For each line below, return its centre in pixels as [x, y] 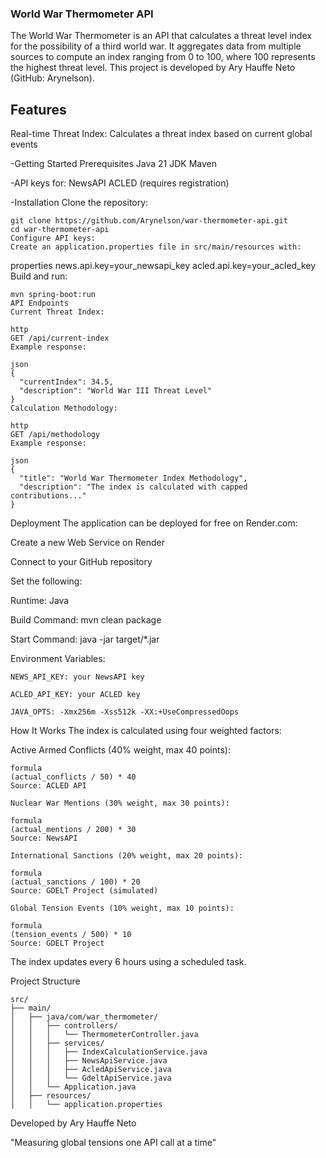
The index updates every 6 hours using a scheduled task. [128, 962]
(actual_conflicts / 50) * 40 [73, 777]
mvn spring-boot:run [53, 295]
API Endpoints [40, 303]
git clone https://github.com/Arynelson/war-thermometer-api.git [149, 221]
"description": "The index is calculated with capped [133, 487]
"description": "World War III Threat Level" [116, 391]
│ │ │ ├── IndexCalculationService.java [109, 1052]
